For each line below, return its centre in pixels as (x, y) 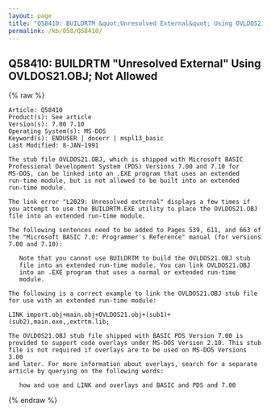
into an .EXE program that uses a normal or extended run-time (127, 273)
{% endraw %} (33, 401)
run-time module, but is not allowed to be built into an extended (124, 181)
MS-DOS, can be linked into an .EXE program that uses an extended (124, 174)
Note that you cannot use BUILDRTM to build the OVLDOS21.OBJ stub (135, 259)
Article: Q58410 (35, 110)
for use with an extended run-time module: (83, 301)
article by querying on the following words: (86, 372)
